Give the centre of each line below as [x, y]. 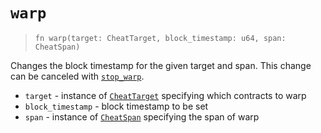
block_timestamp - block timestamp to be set [116, 106]
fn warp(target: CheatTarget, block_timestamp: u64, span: [160, 38]
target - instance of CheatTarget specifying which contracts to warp [165, 95]
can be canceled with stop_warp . [77, 76]
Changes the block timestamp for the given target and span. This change [161, 65]
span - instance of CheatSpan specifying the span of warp [142, 116]
